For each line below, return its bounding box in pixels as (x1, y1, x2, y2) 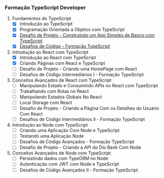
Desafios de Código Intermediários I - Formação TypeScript (19, 71, 144, 77)
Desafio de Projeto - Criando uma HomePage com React (19, 66, 137, 72)
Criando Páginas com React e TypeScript (19, 60, 105, 66)
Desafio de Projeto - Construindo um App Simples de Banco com (19, 32, 155, 38)
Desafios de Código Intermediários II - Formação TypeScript (19, 116, 145, 123)
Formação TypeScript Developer (5, 4, 86, 11)
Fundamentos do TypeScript (12, 16, 72, 22)
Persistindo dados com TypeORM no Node (19, 155, 108, 161)
